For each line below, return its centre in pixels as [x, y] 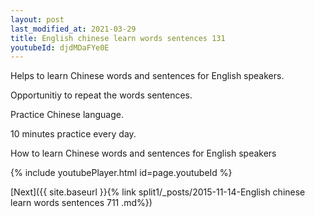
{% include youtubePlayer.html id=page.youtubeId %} [121, 173]
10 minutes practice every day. [73, 134]
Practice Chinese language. [67, 115]
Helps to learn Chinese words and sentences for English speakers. [147, 76]
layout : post [37, 19]
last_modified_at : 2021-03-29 [73, 29]
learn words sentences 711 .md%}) [81, 203]
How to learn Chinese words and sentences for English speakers [143, 153]
